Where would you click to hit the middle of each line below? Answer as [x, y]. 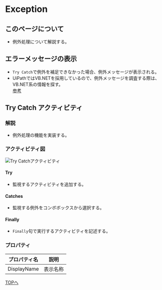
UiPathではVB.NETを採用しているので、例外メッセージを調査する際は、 [86, 78]
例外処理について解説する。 [41, 42]
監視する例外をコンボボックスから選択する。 [58, 208]
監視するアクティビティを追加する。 [49, 184]
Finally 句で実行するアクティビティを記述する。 [61, 231]
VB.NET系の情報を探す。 [38, 84]
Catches [14, 196]
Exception [26, 9]
